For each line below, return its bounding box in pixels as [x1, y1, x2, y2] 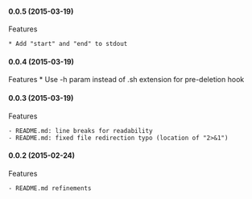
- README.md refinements [8, 184, 92, 193]
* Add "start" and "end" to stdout [8, 40, 128, 48]
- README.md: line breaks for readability [8, 126, 153, 135]
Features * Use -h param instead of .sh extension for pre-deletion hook [8, 75, 245, 85]
